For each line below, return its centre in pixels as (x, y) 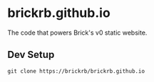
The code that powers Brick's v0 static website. (77, 33)
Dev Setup (31, 55)
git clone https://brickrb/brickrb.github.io (76, 71)
